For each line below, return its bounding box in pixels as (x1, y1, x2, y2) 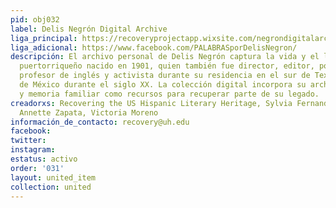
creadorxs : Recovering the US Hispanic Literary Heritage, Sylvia (10, 98, 293, 108)
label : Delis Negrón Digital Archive (10, 24, 168, 34)
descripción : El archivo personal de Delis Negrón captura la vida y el (10, 52, 320, 62)
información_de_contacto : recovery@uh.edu (10, 117, 190, 127)
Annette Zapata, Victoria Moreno (19, 107, 159, 118)
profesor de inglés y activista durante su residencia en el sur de (19, 71, 311, 81)
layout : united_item (10, 172, 97, 183)
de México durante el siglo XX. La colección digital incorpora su (19, 80, 307, 90)
